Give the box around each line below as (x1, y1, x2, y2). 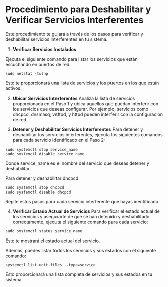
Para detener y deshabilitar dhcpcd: (5, 175, 80, 181)
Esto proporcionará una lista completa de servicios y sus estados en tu (5, 271, 153, 277)
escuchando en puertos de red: (5, 61, 71, 67)
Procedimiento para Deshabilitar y (5, 4, 151, 15)
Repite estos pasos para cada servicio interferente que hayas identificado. (5, 198, 160, 204)
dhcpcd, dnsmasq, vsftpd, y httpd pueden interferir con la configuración (12, 111, 163, 117)
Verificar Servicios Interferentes (5, 14, 144, 26)
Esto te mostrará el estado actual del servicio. (5, 237, 100, 244)
